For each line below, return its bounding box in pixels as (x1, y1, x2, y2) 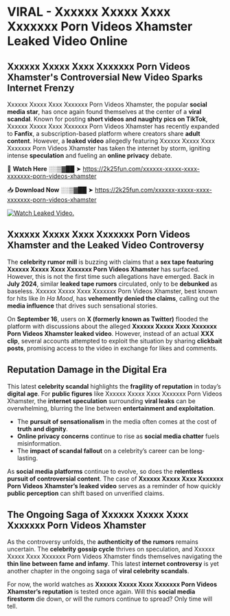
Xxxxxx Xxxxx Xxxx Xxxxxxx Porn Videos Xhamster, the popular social (7, 100, 207, 109)
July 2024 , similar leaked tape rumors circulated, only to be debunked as (7, 280, 218, 288)
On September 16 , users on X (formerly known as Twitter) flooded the (7, 315, 209, 323)
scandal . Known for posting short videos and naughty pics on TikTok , (7, 115, 208, 123)
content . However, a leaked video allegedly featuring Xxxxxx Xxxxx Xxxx (7, 137, 215, 145)
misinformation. (16, 439, 62, 447)
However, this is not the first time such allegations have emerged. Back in (7, 272, 215, 280)
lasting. (16, 454, 38, 462)
